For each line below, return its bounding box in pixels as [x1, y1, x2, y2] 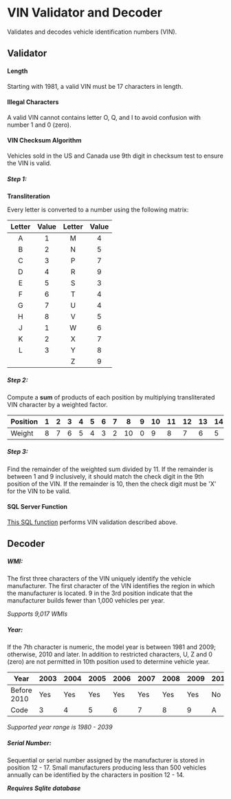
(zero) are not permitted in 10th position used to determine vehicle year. [7, 658, 210, 666]
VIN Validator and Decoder [7, 5, 163, 21]
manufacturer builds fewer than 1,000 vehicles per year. [7, 596, 165, 605]
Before [10, 685, 32, 695]
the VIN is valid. [7, 158, 52, 167]
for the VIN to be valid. [7, 487, 71, 495]
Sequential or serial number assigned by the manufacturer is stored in [7, 756, 205, 765]
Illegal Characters [7, 98, 59, 106]
